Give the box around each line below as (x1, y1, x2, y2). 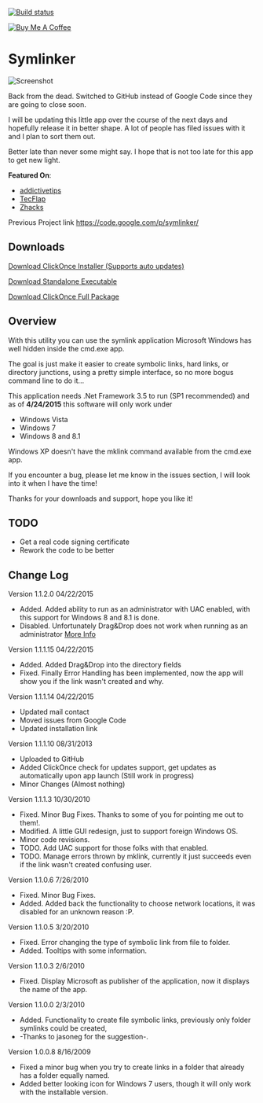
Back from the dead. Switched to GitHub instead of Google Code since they (8, 91, 253, 101)
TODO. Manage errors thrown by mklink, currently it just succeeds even (19, 851, 252, 861)
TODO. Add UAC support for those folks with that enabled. (19, 844, 209, 853)
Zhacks (19, 202, 44, 211)
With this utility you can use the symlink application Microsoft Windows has (8, 335, 252, 345)
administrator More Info (19, 630, 97, 639)
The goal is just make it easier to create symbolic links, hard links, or (8, 358, 229, 369)
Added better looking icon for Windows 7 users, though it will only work (19, 1079, 251, 1089)
